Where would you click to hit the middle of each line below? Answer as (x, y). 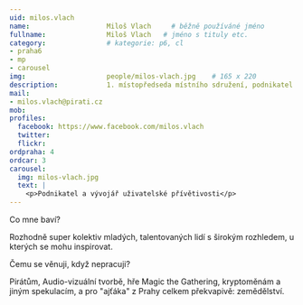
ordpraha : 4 (32, 152)
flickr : (32, 143)
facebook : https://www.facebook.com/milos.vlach (111, 127)
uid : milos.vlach (42, 18)
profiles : (28, 118)
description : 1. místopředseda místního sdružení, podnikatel (151, 85)
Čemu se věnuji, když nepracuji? (70, 264)
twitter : (34, 135)
